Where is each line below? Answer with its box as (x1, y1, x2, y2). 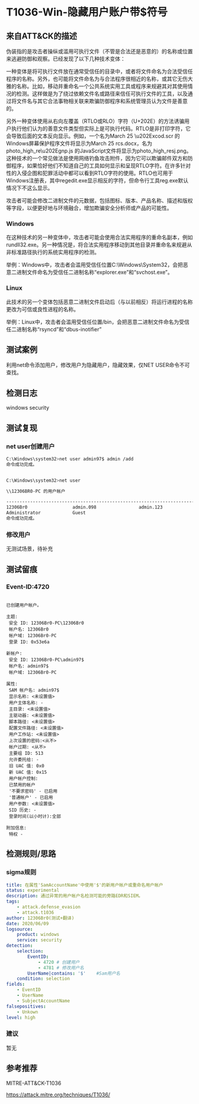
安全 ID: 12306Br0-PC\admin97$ (8, 657, 84, 663)
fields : (6, 981, 25, 988)
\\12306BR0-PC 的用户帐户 (6, 488, 66, 494)
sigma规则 (6, 868, 37, 877)
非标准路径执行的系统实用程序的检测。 (6, 249, 99, 256)
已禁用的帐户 (8, 782, 36, 787)
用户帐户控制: (8, 776, 38, 782)
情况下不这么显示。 (6, 185, 53, 191)
